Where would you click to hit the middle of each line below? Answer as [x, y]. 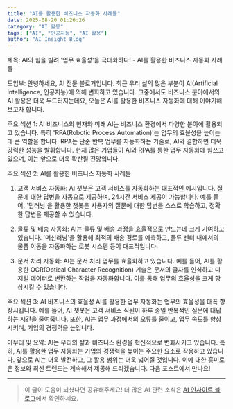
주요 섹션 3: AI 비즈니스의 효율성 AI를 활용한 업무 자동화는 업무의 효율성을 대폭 [113, 302]
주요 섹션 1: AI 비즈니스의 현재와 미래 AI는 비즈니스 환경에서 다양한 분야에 [106, 124]
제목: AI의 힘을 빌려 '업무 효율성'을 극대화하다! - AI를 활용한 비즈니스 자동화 [109, 60]
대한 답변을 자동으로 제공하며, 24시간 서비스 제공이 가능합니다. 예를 [121, 197]
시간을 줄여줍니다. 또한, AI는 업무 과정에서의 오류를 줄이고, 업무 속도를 [114, 319]
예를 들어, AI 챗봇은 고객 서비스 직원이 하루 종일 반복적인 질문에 [124, 311]
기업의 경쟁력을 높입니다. [61, 328]
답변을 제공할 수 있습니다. [59, 214]
